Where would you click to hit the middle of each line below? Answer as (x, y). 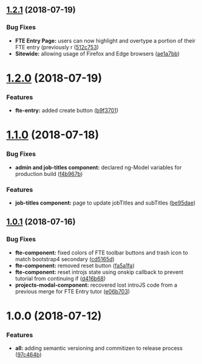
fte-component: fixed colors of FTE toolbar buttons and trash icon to (101, 253)
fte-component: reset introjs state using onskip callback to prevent (99, 272)
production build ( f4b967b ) (49, 173)
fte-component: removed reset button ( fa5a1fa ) (75, 265)
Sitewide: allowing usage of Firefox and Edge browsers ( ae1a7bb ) (97, 54)
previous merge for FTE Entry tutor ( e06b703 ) (72, 291)
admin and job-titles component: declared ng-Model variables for (98, 167)
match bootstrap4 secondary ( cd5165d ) (65, 259)
